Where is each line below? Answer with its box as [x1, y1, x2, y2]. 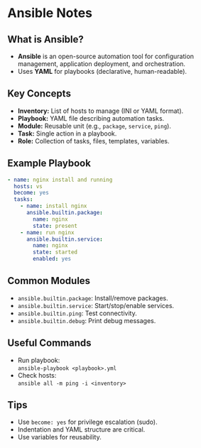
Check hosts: [17, 371, 57, 379]
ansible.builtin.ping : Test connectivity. [17, 309, 137, 317]
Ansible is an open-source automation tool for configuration [17, 52, 194, 60]
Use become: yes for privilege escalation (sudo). [17, 417, 158, 427]
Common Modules [7, 275, 91, 287]
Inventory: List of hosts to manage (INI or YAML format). [17, 106, 184, 115]
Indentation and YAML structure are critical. [17, 425, 146, 434]
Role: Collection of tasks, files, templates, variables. [17, 136, 170, 145]
